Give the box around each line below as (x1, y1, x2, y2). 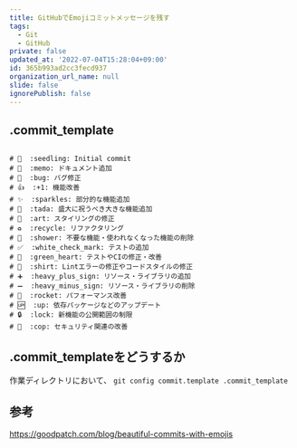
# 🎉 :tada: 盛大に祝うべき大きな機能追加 (9, 205, 153, 214)
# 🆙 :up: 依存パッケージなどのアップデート (9, 300, 161, 310)
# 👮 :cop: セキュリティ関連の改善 (9, 322, 129, 331)
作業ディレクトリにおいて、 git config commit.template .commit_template (9, 375, 288, 386)
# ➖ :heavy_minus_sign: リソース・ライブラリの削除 (9, 281, 196, 291)
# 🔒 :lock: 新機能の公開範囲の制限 (9, 310, 133, 319)
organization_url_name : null (9, 72, 120, 81)
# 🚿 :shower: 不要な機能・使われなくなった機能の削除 (9, 234, 195, 243)
